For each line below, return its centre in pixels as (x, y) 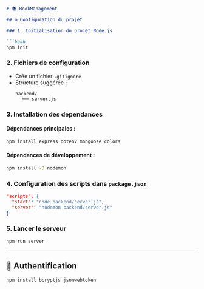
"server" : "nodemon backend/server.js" (62, 207)
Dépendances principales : (41, 129)
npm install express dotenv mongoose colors (63, 141)
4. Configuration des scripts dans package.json (76, 183)
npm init (17, 47)
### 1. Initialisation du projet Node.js (59, 30)
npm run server (25, 241)
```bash (16, 42)
